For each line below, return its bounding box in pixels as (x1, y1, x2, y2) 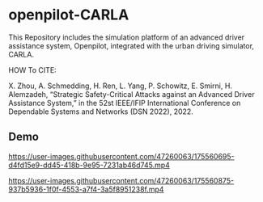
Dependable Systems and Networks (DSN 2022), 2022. (8, 107, 194, 116)
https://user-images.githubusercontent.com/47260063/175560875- (8, 175, 235, 185)
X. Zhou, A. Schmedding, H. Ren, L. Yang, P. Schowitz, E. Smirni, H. (8, 81, 233, 90)
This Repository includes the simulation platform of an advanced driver (8, 32, 245, 42)
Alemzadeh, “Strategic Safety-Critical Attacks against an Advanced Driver (8, 89, 255, 99)
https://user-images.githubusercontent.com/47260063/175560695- (8, 151, 235, 161)
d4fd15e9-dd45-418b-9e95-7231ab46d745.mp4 (8, 160, 170, 170)
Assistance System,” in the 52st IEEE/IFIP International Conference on (8, 98, 241, 107)
